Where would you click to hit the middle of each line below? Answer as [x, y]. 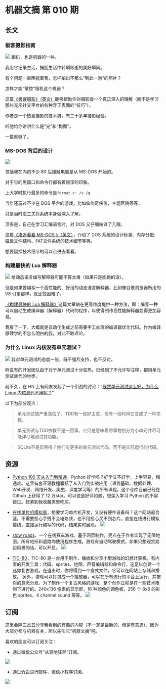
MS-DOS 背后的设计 [29, 150]
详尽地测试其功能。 [41, 436]
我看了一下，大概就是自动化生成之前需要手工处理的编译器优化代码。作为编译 [83, 327]
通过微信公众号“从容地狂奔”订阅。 [47, 652]
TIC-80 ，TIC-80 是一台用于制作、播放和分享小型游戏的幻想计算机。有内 [86, 558]
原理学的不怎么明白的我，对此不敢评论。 [46, 333]
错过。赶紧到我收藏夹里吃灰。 [42, 502]
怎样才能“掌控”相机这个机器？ [35, 88]
